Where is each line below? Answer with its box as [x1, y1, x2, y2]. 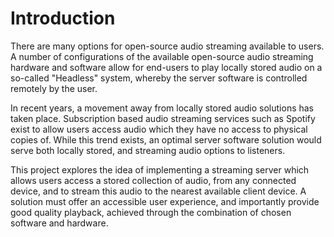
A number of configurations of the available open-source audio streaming [10, 50, 314, 62]
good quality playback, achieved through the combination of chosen [10, 206, 292, 218]
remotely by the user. [10, 82, 98, 94]
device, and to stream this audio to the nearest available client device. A [10, 185, 307, 197]
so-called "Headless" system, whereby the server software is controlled [10, 72, 308, 84]
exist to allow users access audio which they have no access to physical [10, 123, 308, 135]
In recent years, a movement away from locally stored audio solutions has [10, 102, 315, 114]
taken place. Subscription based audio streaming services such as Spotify [10, 112, 316, 124]
